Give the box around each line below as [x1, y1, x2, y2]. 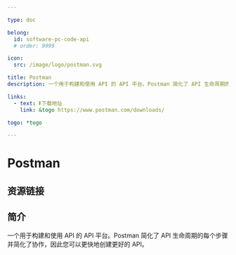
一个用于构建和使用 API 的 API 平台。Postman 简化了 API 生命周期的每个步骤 [7, 231, 228, 240]
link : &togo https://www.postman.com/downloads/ [20, 106, 165, 113]
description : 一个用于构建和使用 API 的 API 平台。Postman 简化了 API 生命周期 [7, 81, 225, 88]
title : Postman [7, 74, 52, 81]
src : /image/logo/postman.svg [13, 61, 102, 69]
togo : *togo [7, 119, 42, 126]
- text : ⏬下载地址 [13, 100, 63, 107]
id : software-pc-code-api [13, 36, 90, 43]
